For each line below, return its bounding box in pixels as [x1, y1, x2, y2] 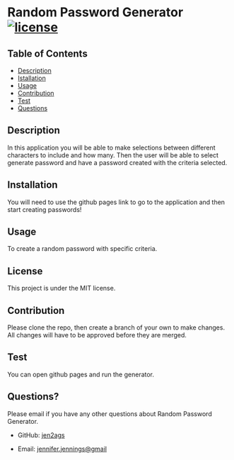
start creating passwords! [7, 205, 82, 213]
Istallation [17, 74, 46, 82]
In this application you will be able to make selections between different [7, 143, 216, 152]
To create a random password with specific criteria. [7, 245, 158, 253]
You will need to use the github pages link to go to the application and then [7, 198, 225, 206]
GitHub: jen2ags [17, 430, 65, 439]
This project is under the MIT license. [7, 284, 116, 293]
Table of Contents [7, 47, 88, 60]
